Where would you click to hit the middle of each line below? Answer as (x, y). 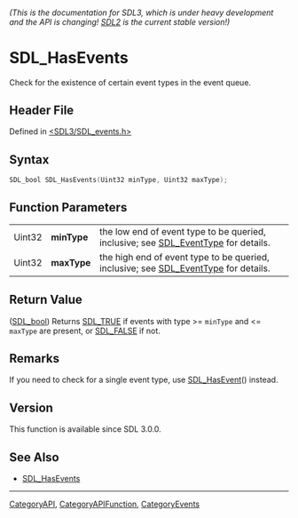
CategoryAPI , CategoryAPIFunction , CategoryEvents (105, 504)
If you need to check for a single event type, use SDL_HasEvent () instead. (144, 380)
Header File (42, 110)
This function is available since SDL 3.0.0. (85, 429)
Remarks (35, 359)
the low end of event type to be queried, (182, 231)
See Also (34, 457)
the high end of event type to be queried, (184, 257)
